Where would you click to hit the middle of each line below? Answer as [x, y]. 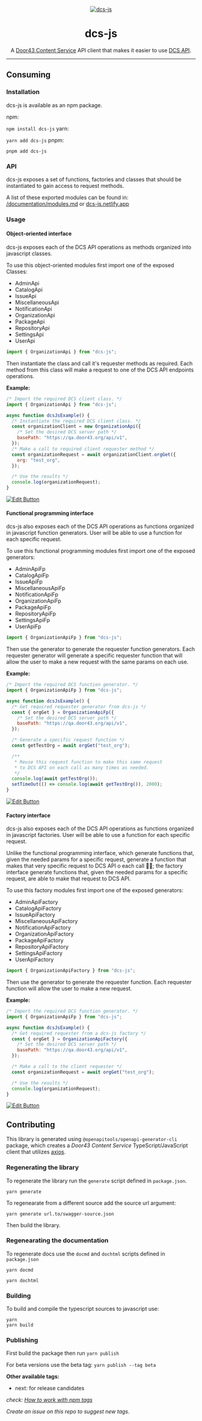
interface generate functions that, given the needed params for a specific [97, 872]
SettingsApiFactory [39, 953]
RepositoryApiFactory [42, 947]
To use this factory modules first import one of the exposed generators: [95, 891]
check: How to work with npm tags [50, 1400]
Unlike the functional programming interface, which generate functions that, [100, 853]
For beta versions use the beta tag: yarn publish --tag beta [81, 1365]
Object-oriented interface [39, 234]
